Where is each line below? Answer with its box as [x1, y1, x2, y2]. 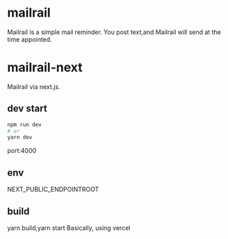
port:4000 [7, 147, 37, 155]
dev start [7, 103, 47, 115]
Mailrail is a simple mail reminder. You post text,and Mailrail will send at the [7, 28, 221, 36]
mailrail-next [7, 60, 83, 76]
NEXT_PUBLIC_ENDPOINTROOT [7, 186, 99, 194]
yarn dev [7, 134, 33, 141]
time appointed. [7, 35, 52, 43]
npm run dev [7, 121, 42, 128]
